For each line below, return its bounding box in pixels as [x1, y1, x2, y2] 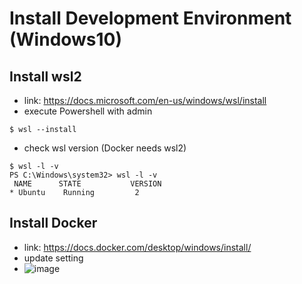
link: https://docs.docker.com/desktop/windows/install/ [23, 241, 252, 253]
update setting [23, 252, 84, 264]
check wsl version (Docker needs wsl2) [23, 142, 187, 154]
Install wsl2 [9, 68, 82, 85]
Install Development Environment [9, 7, 292, 30]
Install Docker [9, 215, 98, 232]
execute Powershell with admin [23, 105, 153, 117]
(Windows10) [9, 28, 123, 51]
